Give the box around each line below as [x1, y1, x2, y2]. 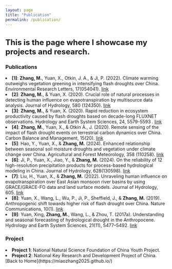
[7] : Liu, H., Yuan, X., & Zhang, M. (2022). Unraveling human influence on [12, 173, 167, 180]
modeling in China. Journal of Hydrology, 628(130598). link [5, 168, 130, 174]
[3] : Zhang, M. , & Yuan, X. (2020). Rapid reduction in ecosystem [12, 108, 148, 114]
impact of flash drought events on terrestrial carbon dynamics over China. [5, 129, 162, 136]
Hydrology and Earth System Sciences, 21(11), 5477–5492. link [5, 222, 138, 228]
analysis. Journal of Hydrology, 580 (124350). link [5, 102, 111, 108]
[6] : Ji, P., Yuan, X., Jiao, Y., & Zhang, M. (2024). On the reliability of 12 [12, 157, 163, 163]
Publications [5, 63, 37, 70]
